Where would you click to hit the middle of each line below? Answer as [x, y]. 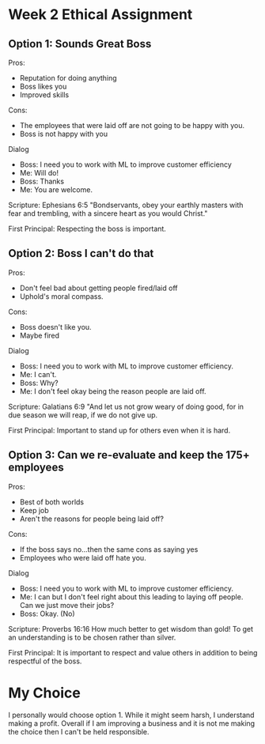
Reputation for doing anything [68, 78]
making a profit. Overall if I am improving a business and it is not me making [132, 723]
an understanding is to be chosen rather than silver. [92, 637]
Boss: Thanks [42, 181]
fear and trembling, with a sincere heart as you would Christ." [108, 213]
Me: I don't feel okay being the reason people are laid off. [113, 391]
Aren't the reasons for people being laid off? [92, 519]
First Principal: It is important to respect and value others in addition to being [133, 652]
